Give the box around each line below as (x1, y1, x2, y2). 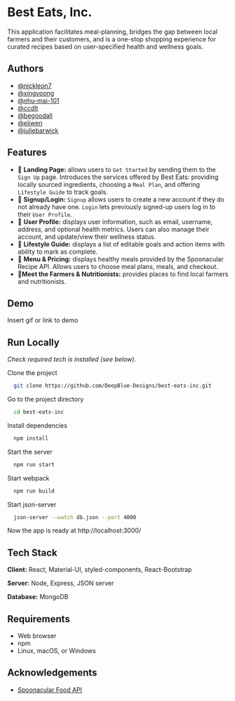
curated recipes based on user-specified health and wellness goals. (7, 42, 203, 51)
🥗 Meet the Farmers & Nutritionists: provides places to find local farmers (17, 270, 229, 278)
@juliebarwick (17, 126, 59, 134)
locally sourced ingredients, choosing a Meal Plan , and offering (17, 180, 200, 188)
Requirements (7, 612, 70, 625)
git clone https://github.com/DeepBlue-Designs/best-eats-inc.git (13, 382, 212, 390)
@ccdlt (17, 103, 39, 112)
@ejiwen (17, 119, 43, 127)
